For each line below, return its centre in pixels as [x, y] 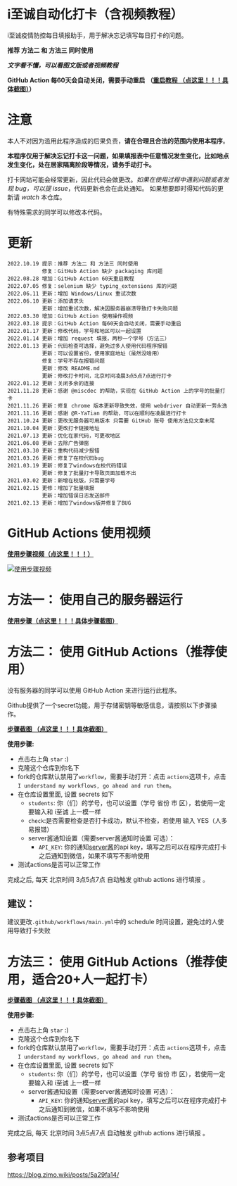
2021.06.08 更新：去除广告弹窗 [48, 443]
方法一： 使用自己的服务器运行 [95, 600]
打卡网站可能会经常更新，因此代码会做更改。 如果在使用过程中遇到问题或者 [115, 179]
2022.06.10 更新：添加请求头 [46, 301]
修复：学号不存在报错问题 [73, 361]
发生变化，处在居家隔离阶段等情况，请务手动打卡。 [81, 164]
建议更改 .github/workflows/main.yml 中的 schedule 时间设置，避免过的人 [113, 922]
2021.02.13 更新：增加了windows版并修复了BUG [69, 503]
